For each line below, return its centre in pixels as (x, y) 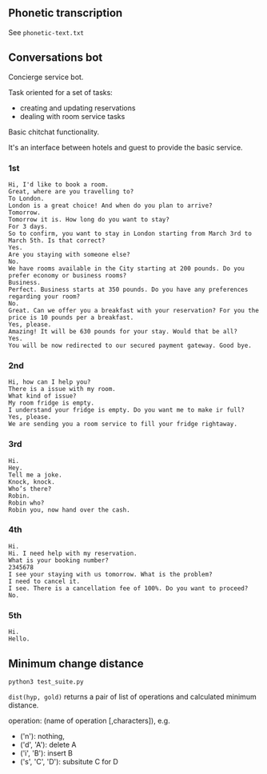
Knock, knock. (32, 482)
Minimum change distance (76, 663)
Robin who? (26, 503)
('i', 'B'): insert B (46, 753)
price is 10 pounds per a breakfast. (71, 317)
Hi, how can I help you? (50, 382)
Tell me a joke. (35, 475)
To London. (26, 198)
